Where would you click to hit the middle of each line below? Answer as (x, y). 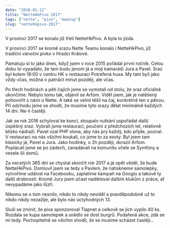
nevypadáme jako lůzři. (30, 184)
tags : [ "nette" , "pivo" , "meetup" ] (43, 19)
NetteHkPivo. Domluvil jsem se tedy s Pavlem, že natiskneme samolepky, (82, 168)
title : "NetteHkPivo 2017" (34, 15)
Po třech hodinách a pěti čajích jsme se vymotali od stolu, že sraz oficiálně (83, 90)
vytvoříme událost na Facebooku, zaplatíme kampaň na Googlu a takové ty (83, 174)
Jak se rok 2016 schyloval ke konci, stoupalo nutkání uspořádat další (77, 121)
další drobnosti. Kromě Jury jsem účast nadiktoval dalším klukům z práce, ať (85, 179)
